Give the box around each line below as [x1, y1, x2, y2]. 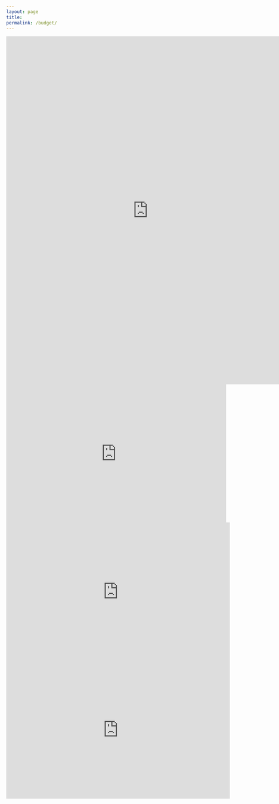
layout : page [6, 8, 39, 15]
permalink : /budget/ [6, 20, 58, 26]
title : [6, 14, 23, 20]
